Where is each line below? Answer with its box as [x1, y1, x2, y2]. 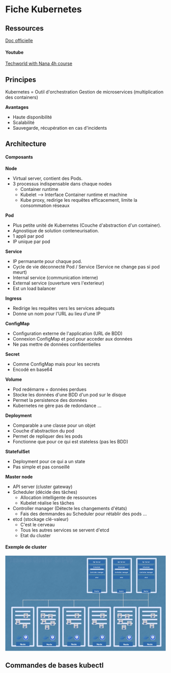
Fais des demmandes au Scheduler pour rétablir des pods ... [20, 511, 147, 517]
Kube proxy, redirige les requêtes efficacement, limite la [20, 197, 137, 203]
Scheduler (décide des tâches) [12, 489, 78, 495]
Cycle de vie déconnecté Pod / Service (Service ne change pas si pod [12, 263, 160, 270]
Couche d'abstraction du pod [12, 427, 75, 434]
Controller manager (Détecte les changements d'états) [12, 505, 127, 511]
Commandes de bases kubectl [5, 661, 104, 669]
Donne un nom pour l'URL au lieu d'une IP [12, 310, 101, 317]
